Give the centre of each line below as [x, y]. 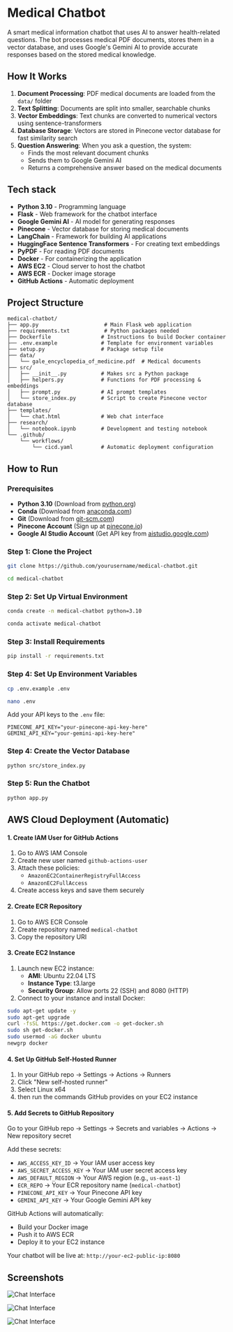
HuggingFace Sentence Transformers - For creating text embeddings [119, 243]
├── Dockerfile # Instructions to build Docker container [117, 337]
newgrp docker [28, 1043]
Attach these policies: [48, 868]
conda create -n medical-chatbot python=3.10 [74, 611]
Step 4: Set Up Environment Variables [72, 674]
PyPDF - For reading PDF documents [70, 251]
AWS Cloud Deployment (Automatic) [88, 820]
